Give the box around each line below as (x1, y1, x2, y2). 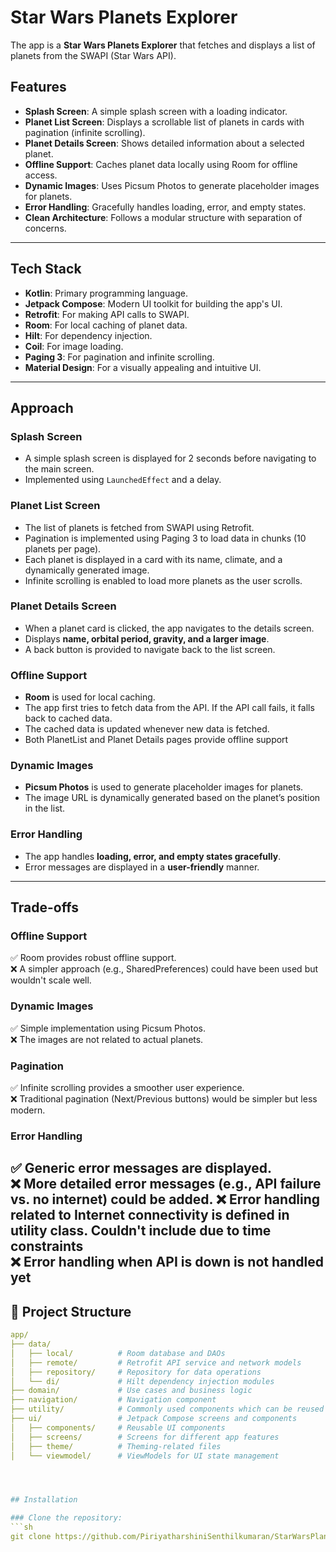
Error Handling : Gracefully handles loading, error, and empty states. (24, 201, 307, 213)
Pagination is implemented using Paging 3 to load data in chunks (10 (24, 532, 307, 544)
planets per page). (24, 542, 102, 555)
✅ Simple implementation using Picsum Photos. (10, 1022, 206, 1034)
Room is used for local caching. (24, 691, 156, 703)
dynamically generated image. (24, 564, 150, 576)
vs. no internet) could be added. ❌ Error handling (10, 1191, 321, 1208)
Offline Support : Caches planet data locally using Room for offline (24, 158, 298, 170)
